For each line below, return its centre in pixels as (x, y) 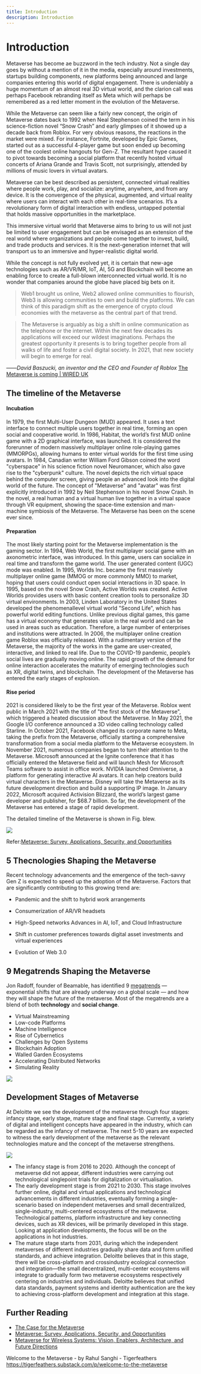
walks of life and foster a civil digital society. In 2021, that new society (107, 350)
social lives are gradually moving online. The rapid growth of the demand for (100, 659)
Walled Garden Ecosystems (49, 1055)
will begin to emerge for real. (56, 356)
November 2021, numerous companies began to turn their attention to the (97, 750)
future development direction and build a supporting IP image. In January (97, 788)
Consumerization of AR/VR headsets (60, 911)
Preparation (21, 531)
